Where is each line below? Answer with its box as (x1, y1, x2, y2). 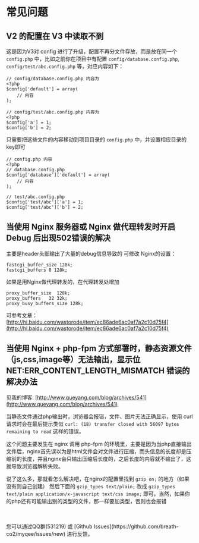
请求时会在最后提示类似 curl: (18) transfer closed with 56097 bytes (6, 420, 179, 427)
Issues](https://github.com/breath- (93, 523, 179, 530)
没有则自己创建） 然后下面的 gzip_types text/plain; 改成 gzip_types (6, 482, 175, 489)
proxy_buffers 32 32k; (6, 295, 68, 301)
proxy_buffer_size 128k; (6, 290, 70, 296)
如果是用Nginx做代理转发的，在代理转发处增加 (6, 278, 120, 285)
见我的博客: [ (6, 394, 37, 401)
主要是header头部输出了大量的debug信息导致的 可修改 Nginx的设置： (6, 250, 176, 257)
